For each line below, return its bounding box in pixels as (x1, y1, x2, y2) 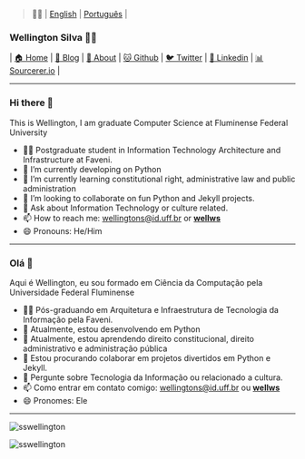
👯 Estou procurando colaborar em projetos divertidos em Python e (22, 352, 271, 363)
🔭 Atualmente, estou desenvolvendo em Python (22, 323, 201, 335)
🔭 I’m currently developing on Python (22, 163, 162, 174)
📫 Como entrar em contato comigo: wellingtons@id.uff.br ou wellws (22, 382, 280, 393)
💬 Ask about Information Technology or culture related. (22, 202, 229, 213)
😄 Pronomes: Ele (22, 395, 88, 405)
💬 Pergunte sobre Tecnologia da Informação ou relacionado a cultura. (22, 372, 283, 383)
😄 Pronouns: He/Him (22, 225, 103, 236)
